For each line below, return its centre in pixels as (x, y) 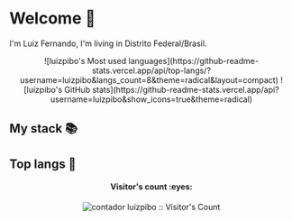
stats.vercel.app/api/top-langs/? (151, 70)
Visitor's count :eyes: (151, 187)
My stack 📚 (44, 129)
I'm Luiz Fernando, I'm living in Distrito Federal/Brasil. (108, 43)
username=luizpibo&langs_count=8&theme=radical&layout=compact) (149, 79)
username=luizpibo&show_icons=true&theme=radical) (151, 99)
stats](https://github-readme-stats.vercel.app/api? (186, 89)
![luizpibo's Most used (85, 60)
